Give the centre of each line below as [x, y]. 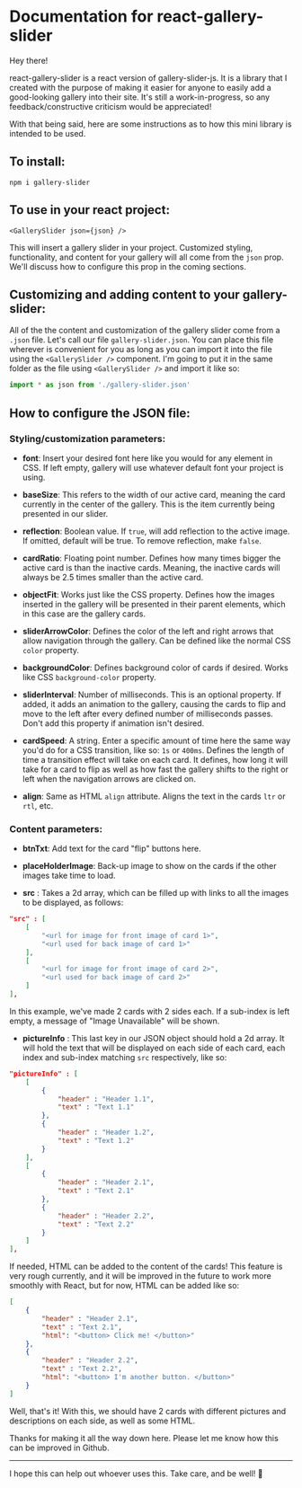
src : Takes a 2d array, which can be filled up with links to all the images [155, 893]
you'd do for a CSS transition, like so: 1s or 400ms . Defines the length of [153, 750]
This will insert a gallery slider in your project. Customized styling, [131, 247]
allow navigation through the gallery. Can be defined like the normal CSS [156, 641]
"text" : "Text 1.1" [96, 1107]
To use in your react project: [90, 210]
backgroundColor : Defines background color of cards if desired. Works [155, 668]
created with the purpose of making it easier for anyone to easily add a [140, 87]
